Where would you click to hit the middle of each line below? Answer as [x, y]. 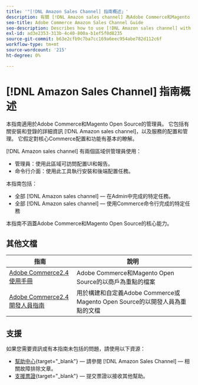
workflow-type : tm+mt [33, 45]
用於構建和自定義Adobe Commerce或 [128, 293]
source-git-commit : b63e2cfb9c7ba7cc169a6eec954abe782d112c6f [84, 39]
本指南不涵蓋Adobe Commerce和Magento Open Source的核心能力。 [89, 223]
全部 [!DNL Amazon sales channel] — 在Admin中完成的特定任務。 [94, 196]
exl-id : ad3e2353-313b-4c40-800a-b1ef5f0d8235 [64, 34]
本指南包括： [22, 183]
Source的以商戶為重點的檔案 [116, 282]
